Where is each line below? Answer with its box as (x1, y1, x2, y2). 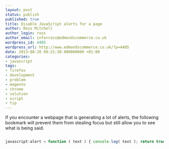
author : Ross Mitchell (5, 26, 53, 31)
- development (5, 73, 35, 78)
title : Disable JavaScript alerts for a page (5, 21, 102, 27)
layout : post (5, 7, 33, 13)
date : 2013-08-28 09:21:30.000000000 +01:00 (5, 49, 100, 54)
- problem (5, 77, 26, 82)
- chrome (5, 86, 24, 92)
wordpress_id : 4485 (5, 40, 46, 45)
